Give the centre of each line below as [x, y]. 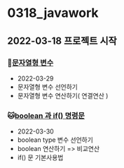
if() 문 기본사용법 [40, 157]
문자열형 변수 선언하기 [48, 87]
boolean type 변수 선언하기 [55, 140]
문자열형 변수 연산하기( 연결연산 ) [63, 95]
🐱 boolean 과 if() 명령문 [46, 116]
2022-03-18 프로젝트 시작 [62, 41]
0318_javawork [53, 13]
